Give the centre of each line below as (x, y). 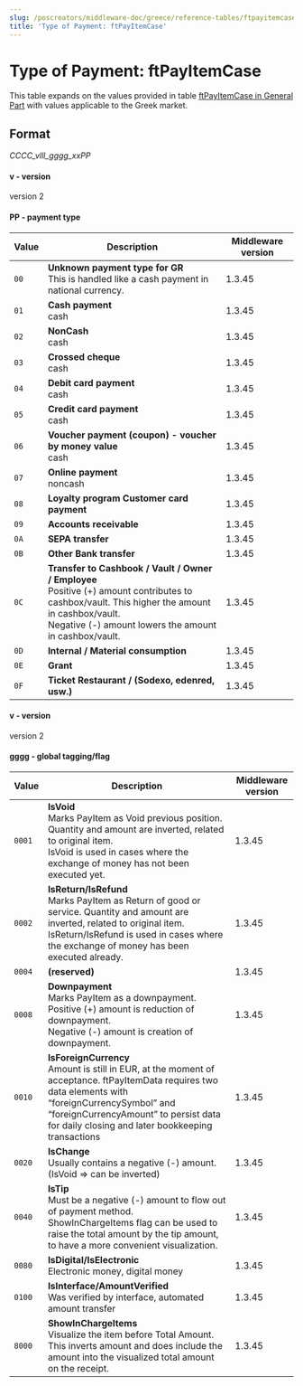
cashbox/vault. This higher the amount (129, 602)
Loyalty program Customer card (119, 498)
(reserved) (71, 972)
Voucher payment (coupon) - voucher (132, 435)
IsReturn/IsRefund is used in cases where (136, 935)
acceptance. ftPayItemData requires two (133, 1080)
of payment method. (91, 1212)
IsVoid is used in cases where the (119, 853)
